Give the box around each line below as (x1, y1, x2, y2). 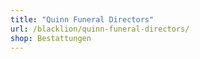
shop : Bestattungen (10, 33, 92, 43)
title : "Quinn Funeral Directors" (10, 14, 155, 25)
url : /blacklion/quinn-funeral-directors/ (10, 24, 190, 34)
